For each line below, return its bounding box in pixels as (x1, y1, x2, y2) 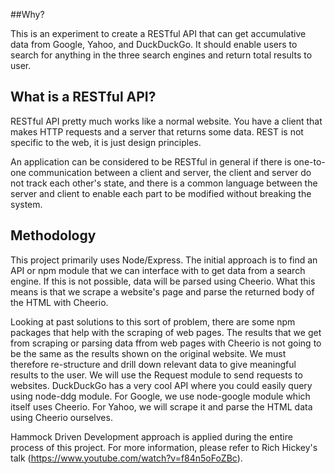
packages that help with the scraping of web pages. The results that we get (10, 326, 322, 338)
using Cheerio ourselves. (10, 411, 113, 423)
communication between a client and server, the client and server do (28, 166, 312, 178)
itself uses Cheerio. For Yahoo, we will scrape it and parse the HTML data (10, 400, 313, 413)
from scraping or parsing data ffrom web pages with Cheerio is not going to (10, 337, 322, 349)
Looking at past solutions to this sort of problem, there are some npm (10, 315, 296, 328)
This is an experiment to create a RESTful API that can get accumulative (10, 28, 307, 39)
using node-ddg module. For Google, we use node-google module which (10, 390, 311, 402)
